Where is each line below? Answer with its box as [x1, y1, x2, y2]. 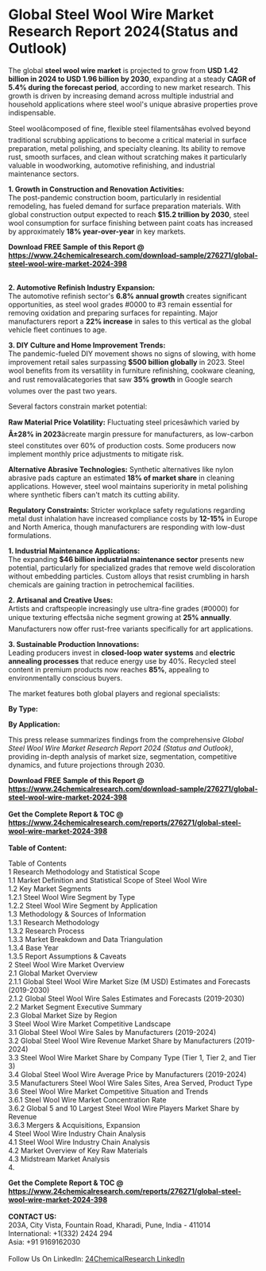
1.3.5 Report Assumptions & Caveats [8, 951, 127, 961]
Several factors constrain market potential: [8, 401, 148, 411]
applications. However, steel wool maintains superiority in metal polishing [8, 481, 249, 490]
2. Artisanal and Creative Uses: [8, 595, 114, 605]
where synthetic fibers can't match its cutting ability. [8, 490, 180, 499]
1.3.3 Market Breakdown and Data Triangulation [8, 934, 164, 944]
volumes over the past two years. [8, 386, 118, 395]
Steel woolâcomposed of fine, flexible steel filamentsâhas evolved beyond [8, 123, 252, 133]
